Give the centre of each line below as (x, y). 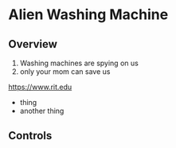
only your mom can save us (65, 72)
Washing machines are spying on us (79, 63)
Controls (30, 136)
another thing (42, 111)
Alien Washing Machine (88, 15)
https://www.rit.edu (40, 87)
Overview (33, 44)
